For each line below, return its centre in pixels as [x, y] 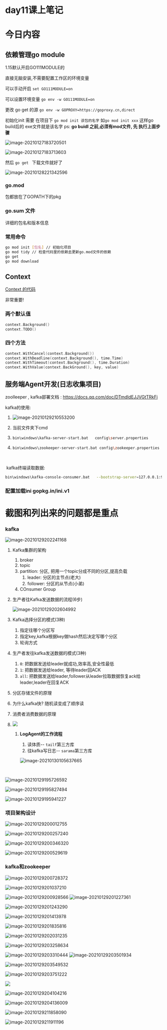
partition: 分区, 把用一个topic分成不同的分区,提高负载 [74, 571]
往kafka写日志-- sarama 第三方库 [60, 751]
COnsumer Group [38, 589]
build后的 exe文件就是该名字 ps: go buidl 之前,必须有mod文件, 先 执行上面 [81, 127]
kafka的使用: [18, 407]
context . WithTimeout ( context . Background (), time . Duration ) [68, 363]
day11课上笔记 [34, 10]
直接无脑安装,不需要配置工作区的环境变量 [47, 78]
